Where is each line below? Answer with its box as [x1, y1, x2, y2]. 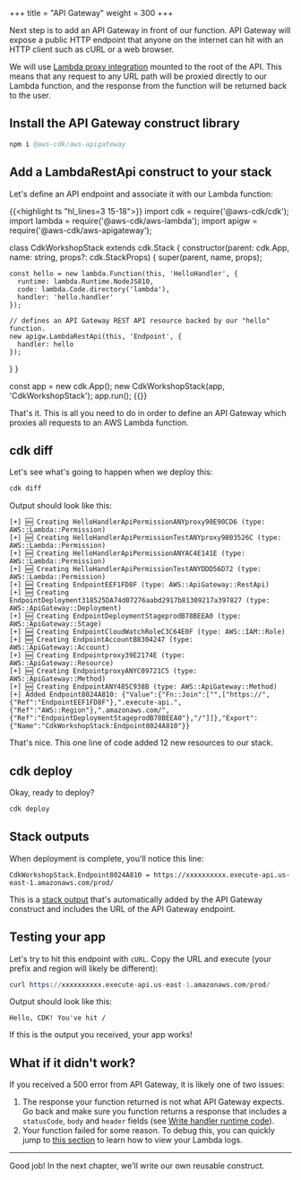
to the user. [9, 90, 51, 100]
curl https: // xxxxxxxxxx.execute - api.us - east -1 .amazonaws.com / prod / [9, 980, 271, 989]
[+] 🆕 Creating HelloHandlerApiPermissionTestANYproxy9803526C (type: [9, 534, 282, 542]
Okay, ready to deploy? [9, 787, 95, 797]
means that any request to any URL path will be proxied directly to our [9, 71, 267, 82]
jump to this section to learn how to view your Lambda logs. [21, 1134, 244, 1146]
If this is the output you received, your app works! [9, 1029, 193, 1040]
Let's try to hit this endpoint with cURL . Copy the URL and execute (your [9, 953, 271, 964]
